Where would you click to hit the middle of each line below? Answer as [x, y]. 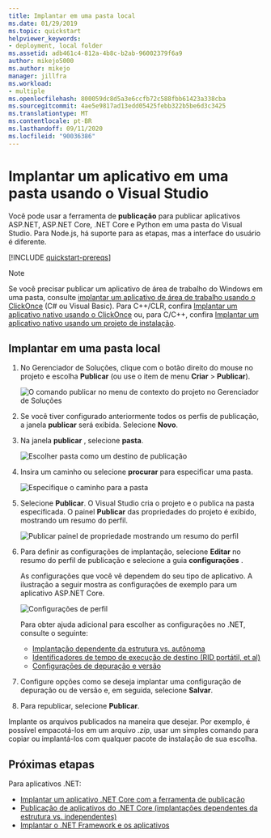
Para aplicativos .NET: [45, 784]
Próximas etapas [51, 764]
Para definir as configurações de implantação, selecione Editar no [130, 552]
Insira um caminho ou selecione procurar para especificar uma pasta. [136, 472]
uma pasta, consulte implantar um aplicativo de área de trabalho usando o [132, 297]
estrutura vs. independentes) [68, 817]
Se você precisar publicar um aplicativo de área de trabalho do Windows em [135, 289]
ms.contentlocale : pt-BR [50, 121]
